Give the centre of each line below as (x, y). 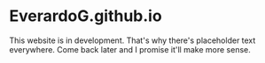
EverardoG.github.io (86, 16)
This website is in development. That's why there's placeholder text (132, 40)
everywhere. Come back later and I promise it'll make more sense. (130, 49)
